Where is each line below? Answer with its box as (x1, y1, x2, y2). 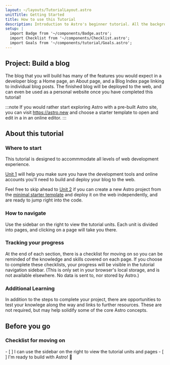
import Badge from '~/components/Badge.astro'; (10, 31, 112, 36)
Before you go (5, 322, 51, 331)
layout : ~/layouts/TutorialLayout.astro (5, 7, 92, 13)
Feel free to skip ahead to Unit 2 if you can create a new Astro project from (5, 186, 161, 192)
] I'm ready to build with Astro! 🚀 (5, 354, 72, 360)
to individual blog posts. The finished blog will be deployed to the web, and (5, 83, 162, 89)
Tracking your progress (5, 239, 64, 246)
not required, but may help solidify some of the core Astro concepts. (5, 307, 148, 313)
